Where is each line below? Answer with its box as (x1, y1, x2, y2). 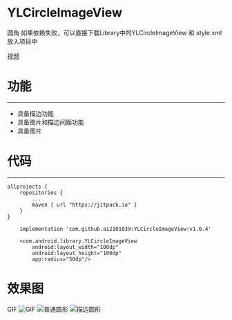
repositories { (19, 189, 64, 196)
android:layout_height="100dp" (32, 250, 122, 256)
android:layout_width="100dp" (32, 243, 119, 250)
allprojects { (7, 183, 48, 190)
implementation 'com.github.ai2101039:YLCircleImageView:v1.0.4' (19, 225, 212, 232)
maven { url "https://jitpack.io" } (32, 201, 137, 208)
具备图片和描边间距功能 (17, 117, 84, 126)
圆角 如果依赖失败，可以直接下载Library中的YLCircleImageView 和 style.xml (7, 28, 222, 37)
